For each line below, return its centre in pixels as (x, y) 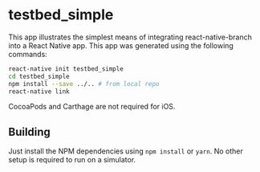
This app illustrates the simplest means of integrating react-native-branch (130, 37)
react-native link (39, 91)
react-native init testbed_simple (66, 69)
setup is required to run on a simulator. (72, 160)
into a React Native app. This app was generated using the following (121, 45)
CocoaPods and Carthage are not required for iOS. (92, 107)
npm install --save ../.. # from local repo (84, 84)
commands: (28, 54)
